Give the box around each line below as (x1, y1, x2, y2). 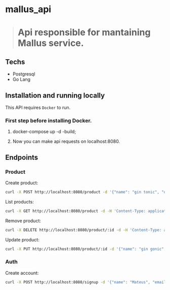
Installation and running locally (5, 91, 105, 100)
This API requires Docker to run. (5, 105, 71, 110)
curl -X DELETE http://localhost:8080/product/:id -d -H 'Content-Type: (5, 227, 162, 232)
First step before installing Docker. (5, 117, 92, 124)
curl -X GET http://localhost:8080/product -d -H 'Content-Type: (5, 209, 146, 214)
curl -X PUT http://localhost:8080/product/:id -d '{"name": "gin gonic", (5, 246, 166, 252)
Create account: (5, 270, 39, 276)
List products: (5, 198, 34, 204)
